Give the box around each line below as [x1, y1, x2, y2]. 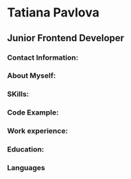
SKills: [7, 89, 29, 99]
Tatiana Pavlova [7, 5, 99, 21]
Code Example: [7, 108, 59, 117]
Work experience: [7, 126, 69, 136]
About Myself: [7, 71, 56, 80]
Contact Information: [7, 53, 79, 62]
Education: [7, 145, 45, 154]
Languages [7, 163, 46, 173]
